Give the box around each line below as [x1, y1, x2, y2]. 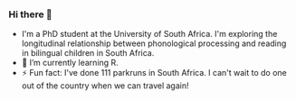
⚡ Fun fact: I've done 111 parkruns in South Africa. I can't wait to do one [21, 68, 287, 78]
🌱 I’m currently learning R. [21, 58, 119, 68]
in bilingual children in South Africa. [21, 48, 155, 59]
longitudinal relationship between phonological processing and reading [21, 38, 287, 49]
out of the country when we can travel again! [21, 80, 189, 91]
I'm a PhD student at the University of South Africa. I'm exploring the [21, 29, 278, 40]
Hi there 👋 [8, 8, 53, 21]
